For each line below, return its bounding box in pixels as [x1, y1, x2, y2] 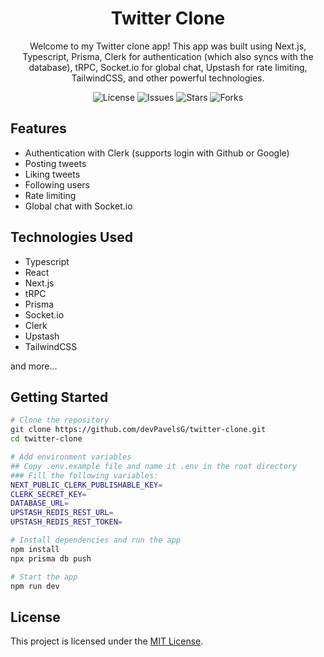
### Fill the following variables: [10, 470, 159, 481]
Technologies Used [10, 229, 133, 246]
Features [10, 120, 67, 137]
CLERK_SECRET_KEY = [10, 489, 87, 499]
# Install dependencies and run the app [10, 535, 182, 545]
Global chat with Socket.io [24, 200, 133, 212]
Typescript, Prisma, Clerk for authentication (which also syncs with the [22, 50, 314, 62]
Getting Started [10, 388, 109, 406]
